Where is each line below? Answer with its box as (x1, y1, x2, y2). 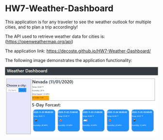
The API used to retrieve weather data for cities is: (5, 33, 105, 39)
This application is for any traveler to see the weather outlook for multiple (5, 19, 151, 25)
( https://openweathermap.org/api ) (5, 38, 74, 44)
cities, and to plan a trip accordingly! (5, 24, 78, 30)
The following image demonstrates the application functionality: (5, 57, 132, 63)
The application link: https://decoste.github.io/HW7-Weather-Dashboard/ (5, 48, 151, 54)
